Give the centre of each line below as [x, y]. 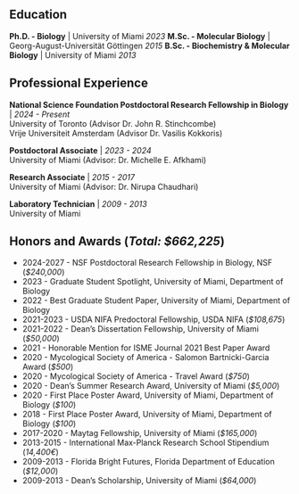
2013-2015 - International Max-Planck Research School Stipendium [145, 443]
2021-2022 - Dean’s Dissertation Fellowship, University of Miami [140, 329]
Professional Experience [79, 83]
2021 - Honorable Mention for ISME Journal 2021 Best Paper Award [146, 348]
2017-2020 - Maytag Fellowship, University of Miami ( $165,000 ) [140, 433]
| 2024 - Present [40, 114]
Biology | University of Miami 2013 [73, 55]
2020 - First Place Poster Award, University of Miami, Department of [148, 395]
